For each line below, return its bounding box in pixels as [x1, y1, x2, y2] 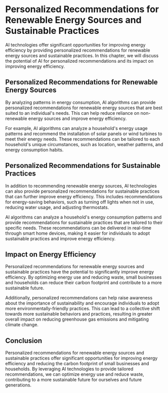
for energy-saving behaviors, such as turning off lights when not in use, [5, 199, 154, 205]
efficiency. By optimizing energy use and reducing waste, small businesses [5, 274, 162, 280]
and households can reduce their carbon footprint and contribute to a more [5, 280, 162, 286]
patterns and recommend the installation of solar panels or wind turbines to [5, 130, 162, 137]
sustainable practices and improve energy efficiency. [5, 235, 116, 241]
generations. [5, 382, 32, 388]
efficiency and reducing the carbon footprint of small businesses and [5, 361, 149, 367]
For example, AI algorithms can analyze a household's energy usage [5, 125, 148, 131]
